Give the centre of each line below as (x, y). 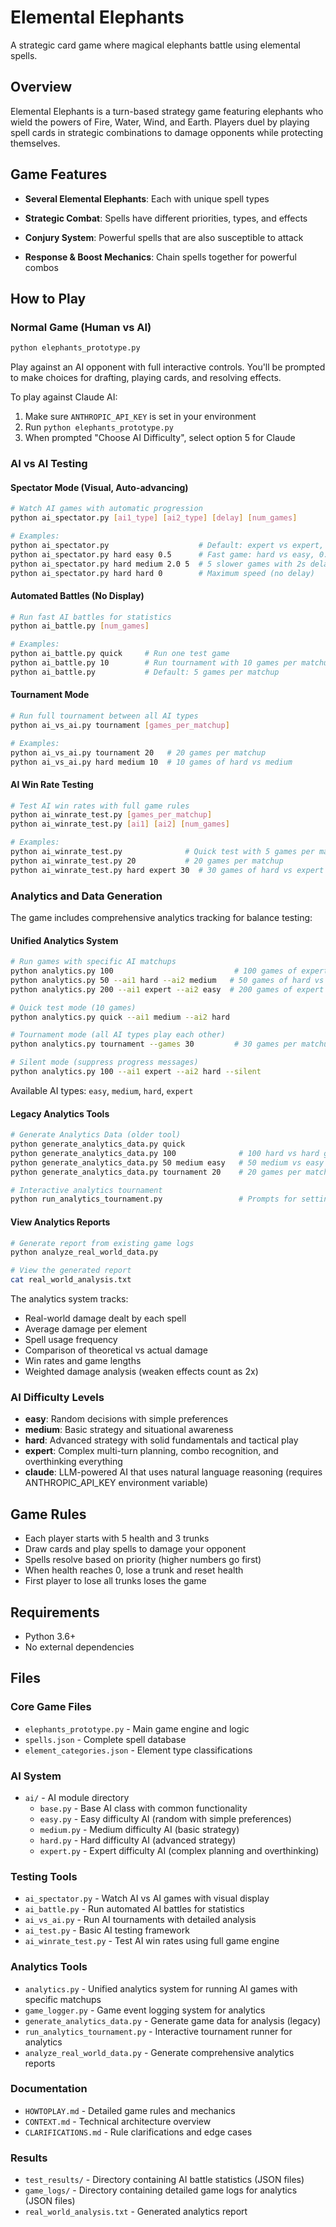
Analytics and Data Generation (86, 896)
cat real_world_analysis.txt (71, 1280)
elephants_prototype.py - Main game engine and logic (137, 1728)
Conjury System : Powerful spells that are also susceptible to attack (164, 237)
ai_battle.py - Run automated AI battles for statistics (134, 1909)
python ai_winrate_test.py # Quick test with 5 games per (162, 852)
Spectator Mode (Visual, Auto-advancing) (99, 487)
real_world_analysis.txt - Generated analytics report (136, 2212)
